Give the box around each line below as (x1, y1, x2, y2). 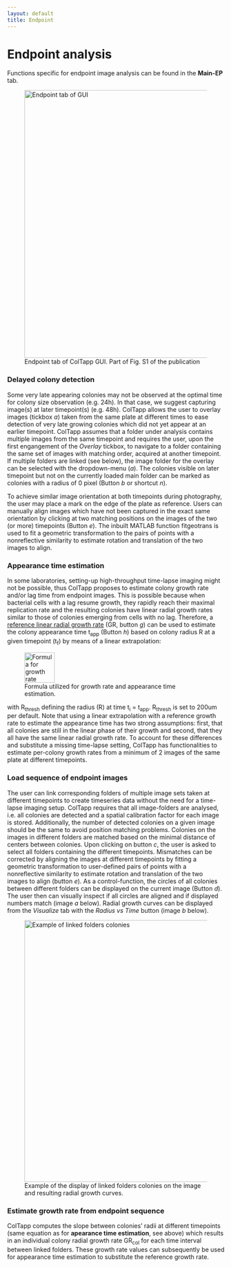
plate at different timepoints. (7, 756, 88, 764)
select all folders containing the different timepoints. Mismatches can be (7, 847, 212, 855)
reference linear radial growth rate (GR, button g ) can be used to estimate (7, 621, 216, 629)
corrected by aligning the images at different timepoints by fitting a (7, 855, 197, 863)
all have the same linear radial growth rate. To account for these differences (7, 734, 223, 742)
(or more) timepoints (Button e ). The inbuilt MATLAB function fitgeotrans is (7, 521, 219, 529)
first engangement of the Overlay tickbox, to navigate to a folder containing (7, 442, 221, 450)
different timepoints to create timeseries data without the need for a (7, 796, 200, 804)
